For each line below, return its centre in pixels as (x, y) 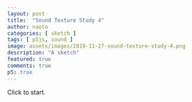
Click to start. (27, 92)
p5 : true (20, 72)
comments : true (29, 66)
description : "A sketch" (43, 53)
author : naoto (28, 27)
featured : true (29, 59)
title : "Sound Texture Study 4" (56, 20)
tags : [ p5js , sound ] (40, 40)
